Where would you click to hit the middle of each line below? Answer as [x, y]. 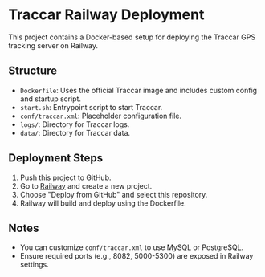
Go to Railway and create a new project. [86, 185]
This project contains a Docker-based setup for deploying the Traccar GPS [132, 37]
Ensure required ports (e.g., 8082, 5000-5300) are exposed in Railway [137, 256]
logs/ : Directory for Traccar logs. [75, 124]
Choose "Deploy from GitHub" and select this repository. [114, 194]
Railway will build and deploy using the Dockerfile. [103, 203]
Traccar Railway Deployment [106, 15]
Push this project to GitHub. [65, 177]
